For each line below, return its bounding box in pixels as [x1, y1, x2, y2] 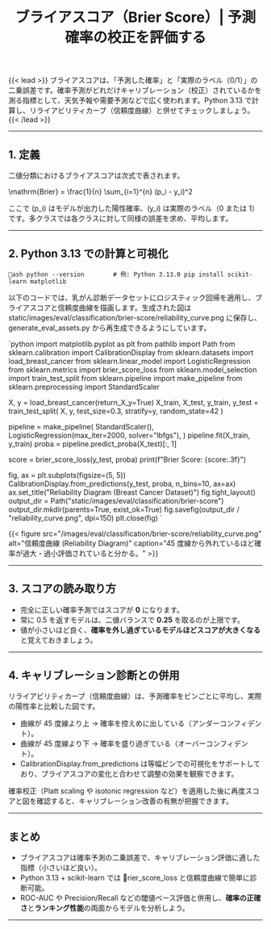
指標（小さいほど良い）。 [19, 863, 102, 873]
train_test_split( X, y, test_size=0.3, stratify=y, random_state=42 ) [8, 406, 223, 416]
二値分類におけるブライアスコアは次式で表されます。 [8, 171, 185, 180]
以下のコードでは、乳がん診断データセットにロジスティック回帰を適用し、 [8, 292, 256, 302]
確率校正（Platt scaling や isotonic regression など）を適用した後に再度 [8, 786, 246, 796]
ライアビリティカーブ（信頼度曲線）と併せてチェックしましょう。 [35, 106, 255, 115]
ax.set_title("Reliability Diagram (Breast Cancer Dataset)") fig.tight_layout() [8, 487, 256, 497]
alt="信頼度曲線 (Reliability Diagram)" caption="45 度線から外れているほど [8, 538, 255, 548]
